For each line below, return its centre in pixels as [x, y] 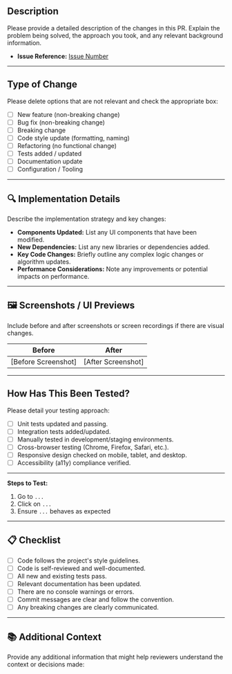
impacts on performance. [53, 276]
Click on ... [34, 504]
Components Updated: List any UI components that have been [107, 232]
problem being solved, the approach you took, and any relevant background [115, 35]
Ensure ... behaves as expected [64, 511]
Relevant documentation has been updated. [79, 583]
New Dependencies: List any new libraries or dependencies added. [114, 247]
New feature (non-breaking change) [68, 114]
